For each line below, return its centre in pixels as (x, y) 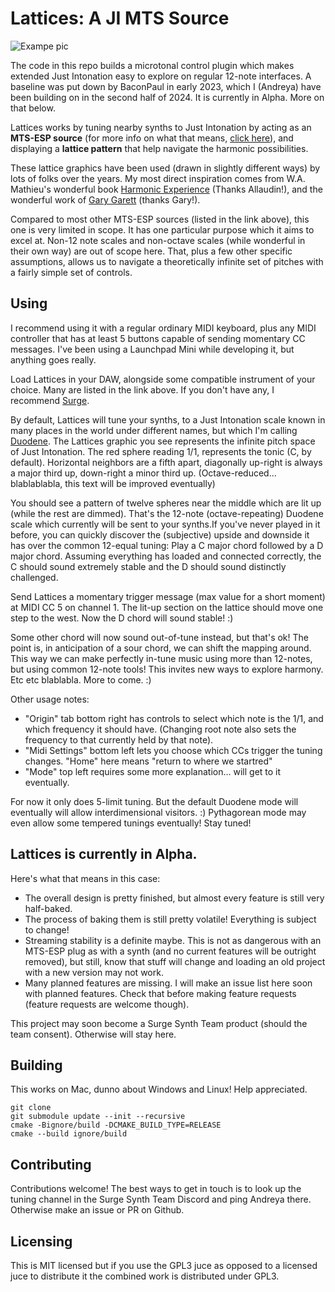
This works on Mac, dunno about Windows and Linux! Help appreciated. (159, 1089)
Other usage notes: (50, 699)
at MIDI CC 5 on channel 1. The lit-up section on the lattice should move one (167, 607)
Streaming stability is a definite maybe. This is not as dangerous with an (173, 940)
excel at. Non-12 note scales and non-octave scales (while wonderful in (158, 240)
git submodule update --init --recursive (98, 1117)
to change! (47, 929)
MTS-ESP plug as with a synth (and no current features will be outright (170, 951)
